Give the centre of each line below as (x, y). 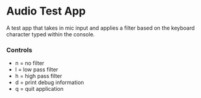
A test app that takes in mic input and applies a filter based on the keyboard (100, 28)
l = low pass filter (37, 70)
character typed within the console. (51, 34)
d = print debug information (49, 82)
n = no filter (29, 63)
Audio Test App (46, 11)
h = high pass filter (38, 76)
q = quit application (39, 89)
